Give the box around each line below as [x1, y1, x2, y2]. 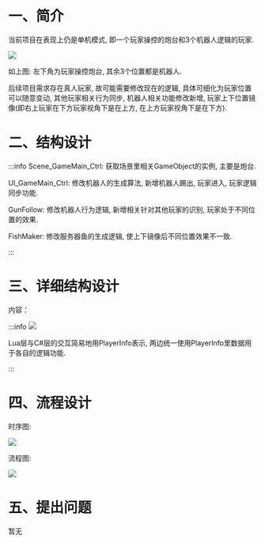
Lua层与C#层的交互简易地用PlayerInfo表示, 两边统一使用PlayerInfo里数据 [8, 337, 245, 348]
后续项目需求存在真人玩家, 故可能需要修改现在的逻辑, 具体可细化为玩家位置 [8, 83, 252, 92]
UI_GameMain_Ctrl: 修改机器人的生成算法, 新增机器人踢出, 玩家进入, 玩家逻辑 [8, 178, 257, 187]
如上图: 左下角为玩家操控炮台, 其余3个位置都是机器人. [8, 66, 182, 76]
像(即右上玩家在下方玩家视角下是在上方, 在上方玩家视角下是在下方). [8, 103, 228, 112]
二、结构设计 [8, 134, 93, 152]
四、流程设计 [8, 394, 93, 412]
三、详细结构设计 [8, 277, 120, 296]
